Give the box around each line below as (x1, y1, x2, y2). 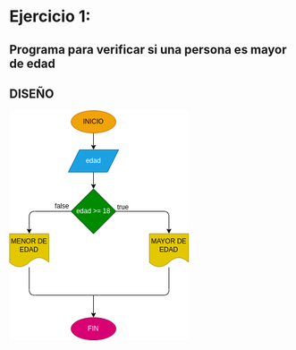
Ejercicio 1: (9, 6, 91, 27)
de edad (9, 55, 55, 71)
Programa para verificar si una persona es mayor (9, 42, 288, 57)
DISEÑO (9, 86, 55, 101)
